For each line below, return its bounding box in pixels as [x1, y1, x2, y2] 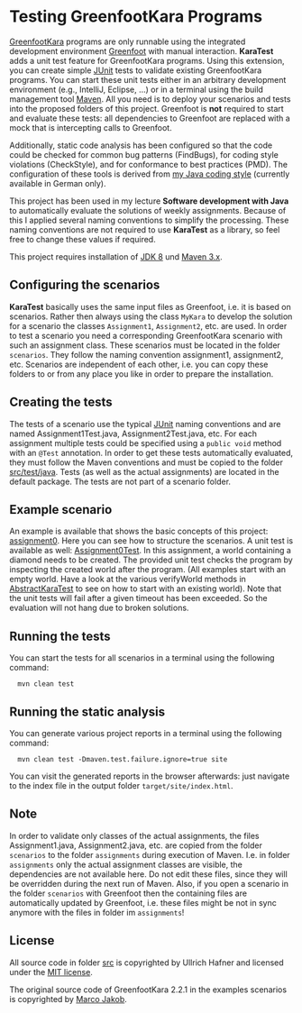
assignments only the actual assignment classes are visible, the [9, 859, 243, 870]
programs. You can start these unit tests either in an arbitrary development [9, 74, 287, 85]
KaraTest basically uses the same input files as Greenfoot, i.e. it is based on [9, 301, 291, 312]
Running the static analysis [9, 704, 165, 719]
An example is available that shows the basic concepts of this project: [9, 525, 269, 537]
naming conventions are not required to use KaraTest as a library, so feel [9, 224, 280, 235]
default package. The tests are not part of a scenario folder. [9, 476, 232, 487]
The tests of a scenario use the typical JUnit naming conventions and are [9, 418, 281, 429]
